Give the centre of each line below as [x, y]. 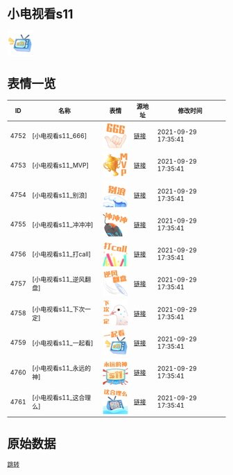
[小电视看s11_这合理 [62, 398]
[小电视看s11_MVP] [60, 165]
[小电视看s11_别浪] [60, 195]
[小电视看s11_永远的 [62, 368]
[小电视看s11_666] [60, 136]
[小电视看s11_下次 [59, 309]
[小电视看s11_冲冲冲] [63, 224]
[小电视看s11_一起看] [63, 343]
